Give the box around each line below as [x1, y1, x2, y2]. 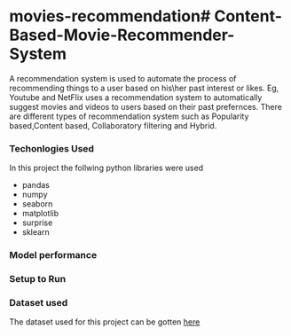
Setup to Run [9, 273, 67, 285]
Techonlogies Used [9, 142, 95, 154]
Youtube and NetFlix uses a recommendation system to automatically [9, 91, 263, 103]
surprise [21, 217, 53, 228]
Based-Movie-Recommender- [9, 25, 235, 45]
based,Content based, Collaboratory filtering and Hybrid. [9, 120, 217, 130]
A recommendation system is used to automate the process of [9, 73, 237, 83]
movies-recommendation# [9, 6, 211, 27]
